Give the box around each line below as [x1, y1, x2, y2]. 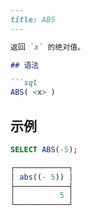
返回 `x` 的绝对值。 [10, 42, 86, 52]
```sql [10, 78, 38, 88]
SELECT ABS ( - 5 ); [10, 144, 78, 155]
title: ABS [10, 14, 56, 25]
